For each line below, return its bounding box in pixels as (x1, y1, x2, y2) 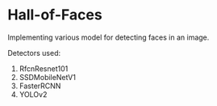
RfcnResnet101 (19, 63, 69, 74)
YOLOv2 (19, 89, 48, 99)
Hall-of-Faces (7, 6, 102, 24)
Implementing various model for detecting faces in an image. (7, 32, 210, 42)
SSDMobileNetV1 (19, 72, 76, 82)
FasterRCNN (19, 81, 61, 91)
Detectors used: (7, 48, 61, 57)
